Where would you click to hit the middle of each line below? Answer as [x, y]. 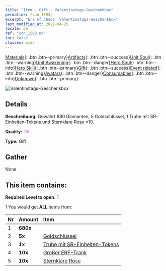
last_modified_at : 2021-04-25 [37, 24]
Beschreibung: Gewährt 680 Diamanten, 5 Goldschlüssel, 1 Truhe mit [77, 116]
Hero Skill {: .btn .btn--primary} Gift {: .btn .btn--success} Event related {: [88, 68]
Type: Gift [16, 141]
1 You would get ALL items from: [39, 207]
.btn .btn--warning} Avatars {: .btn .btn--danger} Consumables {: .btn [75, 73]
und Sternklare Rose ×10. [68, 122]
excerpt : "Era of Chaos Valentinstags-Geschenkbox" [62, 19]
